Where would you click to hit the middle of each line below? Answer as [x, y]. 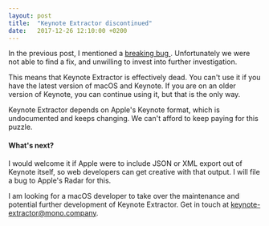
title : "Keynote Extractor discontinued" [80, 23]
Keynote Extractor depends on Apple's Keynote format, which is [114, 110]
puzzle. [20, 127]
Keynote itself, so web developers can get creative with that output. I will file [134, 172]
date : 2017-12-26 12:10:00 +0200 [68, 30]
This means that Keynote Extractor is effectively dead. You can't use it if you [134, 78]
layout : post [30, 16]
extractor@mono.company [53, 212]
